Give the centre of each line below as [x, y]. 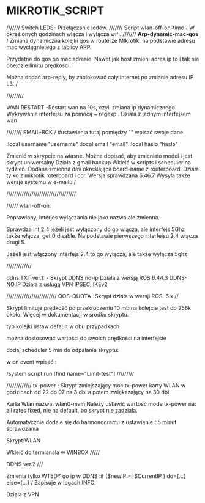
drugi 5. [16, 242]
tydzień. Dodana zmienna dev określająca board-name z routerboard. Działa [102, 169]
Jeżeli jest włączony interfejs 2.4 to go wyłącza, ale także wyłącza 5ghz [97, 254]
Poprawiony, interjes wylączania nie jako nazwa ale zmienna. [83, 217]
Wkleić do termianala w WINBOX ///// [53, 452]
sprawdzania [22, 428]
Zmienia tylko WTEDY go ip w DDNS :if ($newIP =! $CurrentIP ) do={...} [96, 476]
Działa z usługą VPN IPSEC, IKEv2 [65, 284]
